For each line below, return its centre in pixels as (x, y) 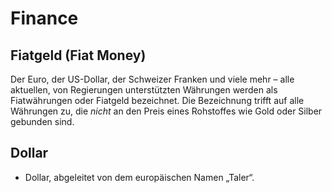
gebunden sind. (42, 121)
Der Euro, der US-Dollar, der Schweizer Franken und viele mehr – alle (152, 79)
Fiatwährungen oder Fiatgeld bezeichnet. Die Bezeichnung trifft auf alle (157, 100)
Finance (44, 18)
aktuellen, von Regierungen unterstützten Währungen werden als (144, 90)
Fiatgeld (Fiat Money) (78, 55)
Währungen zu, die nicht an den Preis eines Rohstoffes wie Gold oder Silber (166, 111)
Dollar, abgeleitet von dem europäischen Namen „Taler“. (139, 177)
